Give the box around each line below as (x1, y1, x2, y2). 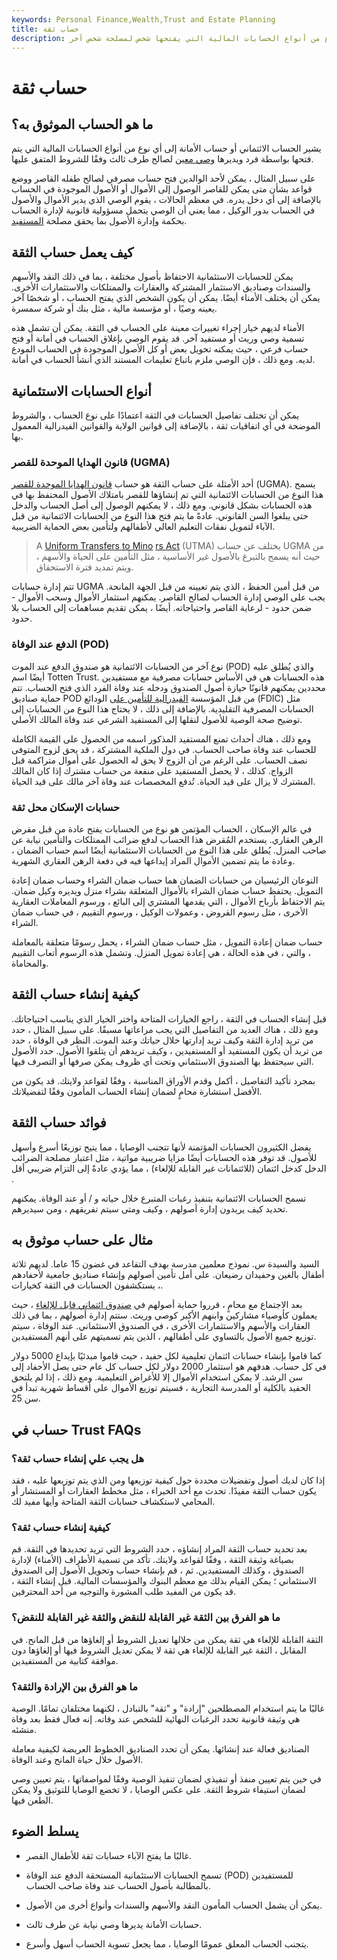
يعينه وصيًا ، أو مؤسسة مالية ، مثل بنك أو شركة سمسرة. (11, 302, 218, 315)
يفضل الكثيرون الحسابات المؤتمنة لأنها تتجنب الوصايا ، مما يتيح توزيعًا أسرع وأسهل (11, 1141, 312, 1153)
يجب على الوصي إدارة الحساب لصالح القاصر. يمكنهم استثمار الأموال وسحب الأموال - (11, 591, 326, 603)
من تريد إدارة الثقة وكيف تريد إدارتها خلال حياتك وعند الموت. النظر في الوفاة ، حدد (11, 1034, 314, 1046)
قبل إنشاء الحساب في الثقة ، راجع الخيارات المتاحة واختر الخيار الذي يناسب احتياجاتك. (11, 1012, 327, 1025)
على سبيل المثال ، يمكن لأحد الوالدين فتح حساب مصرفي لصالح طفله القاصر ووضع (11, 172, 316, 185)
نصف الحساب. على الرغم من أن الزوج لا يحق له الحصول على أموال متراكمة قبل (11, 754, 308, 766)
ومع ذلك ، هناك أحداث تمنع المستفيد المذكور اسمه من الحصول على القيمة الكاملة (11, 732, 312, 745)
